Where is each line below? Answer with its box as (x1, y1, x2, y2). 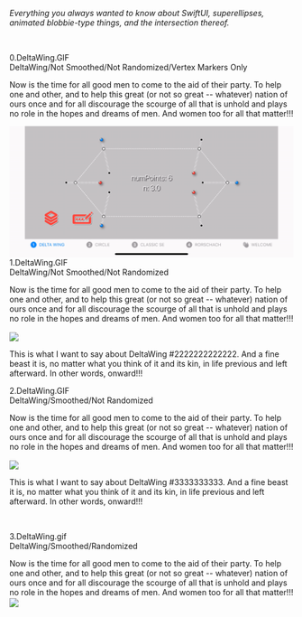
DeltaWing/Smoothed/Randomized (9, 541, 138, 552)
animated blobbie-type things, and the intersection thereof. (9, 17, 230, 28)
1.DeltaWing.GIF (9, 257, 69, 267)
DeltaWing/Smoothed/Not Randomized (9, 395, 153, 406)
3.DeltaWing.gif (9, 531, 68, 542)
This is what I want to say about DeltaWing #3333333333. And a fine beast (9, 477, 288, 488)
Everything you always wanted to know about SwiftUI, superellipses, (9, 8, 264, 18)
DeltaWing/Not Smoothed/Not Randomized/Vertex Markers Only (9, 62, 248, 72)
